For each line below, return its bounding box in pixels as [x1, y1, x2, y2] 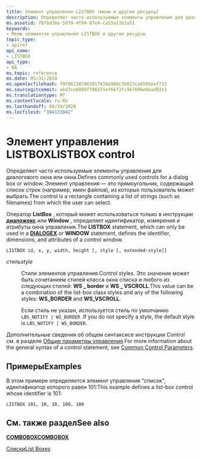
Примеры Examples [6, 361, 82, 371]
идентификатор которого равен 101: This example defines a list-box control [6, 384, 193, 391]
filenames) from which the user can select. [6, 199, 112, 207]
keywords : [6, 25, 31, 32]
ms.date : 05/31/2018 [6, 75, 58, 81]
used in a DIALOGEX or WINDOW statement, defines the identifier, [6, 230, 170, 237]
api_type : [6, 59, 31, 65]
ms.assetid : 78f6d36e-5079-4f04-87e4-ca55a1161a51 [6, 20, 135, 26]
